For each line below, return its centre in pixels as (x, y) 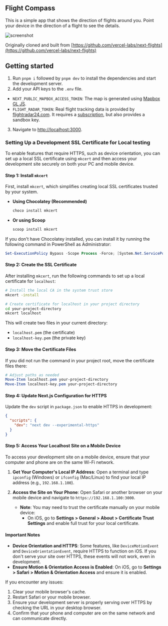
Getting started (29, 66)
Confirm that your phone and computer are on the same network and (83, 613)
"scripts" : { (23, 421)
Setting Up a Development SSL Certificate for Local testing (78, 142)
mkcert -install (22, 295)
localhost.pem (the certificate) (43, 333)
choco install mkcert (35, 211)
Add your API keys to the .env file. (47, 89)
